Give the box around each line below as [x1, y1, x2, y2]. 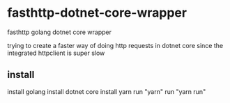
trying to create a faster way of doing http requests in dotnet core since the [7, 41, 224, 49]
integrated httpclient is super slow [7, 49, 105, 57]
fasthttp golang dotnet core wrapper [7, 28, 112, 36]
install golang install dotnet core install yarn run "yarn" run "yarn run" [7, 87, 206, 95]
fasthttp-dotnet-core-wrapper [7, 5, 187, 21]
